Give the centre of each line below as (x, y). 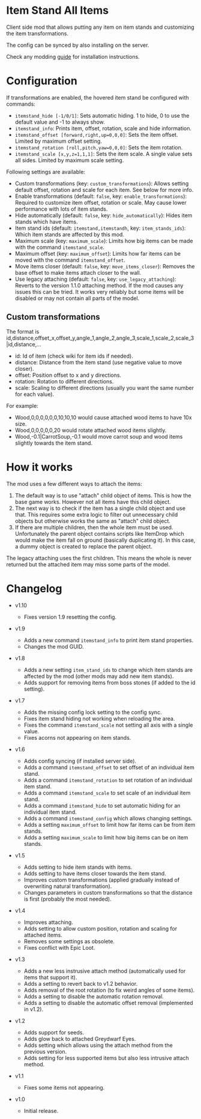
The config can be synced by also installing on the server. (78, 45)
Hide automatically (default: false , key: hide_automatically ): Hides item (103, 215)
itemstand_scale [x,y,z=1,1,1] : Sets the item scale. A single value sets (103, 154)
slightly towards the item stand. (54, 443)
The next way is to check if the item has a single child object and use (100, 508)
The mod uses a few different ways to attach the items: (74, 484)
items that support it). (50, 977)
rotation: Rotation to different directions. (64, 381)
